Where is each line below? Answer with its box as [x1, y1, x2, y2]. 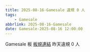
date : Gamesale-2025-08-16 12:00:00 [5, 27, 83, 32]
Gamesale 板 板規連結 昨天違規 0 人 [5, 41, 80, 47]
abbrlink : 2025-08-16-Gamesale [5, 21, 72, 27]
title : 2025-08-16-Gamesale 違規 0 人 [5, 7, 85, 13]
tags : [5, 12, 17, 17]
